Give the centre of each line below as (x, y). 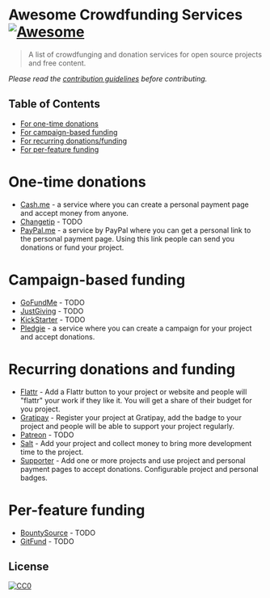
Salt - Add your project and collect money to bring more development (136, 443)
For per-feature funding (59, 149)
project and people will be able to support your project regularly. (127, 426)
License (29, 566)
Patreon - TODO (47, 435)
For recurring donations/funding (74, 141)
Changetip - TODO (51, 221)
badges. (34, 478)
